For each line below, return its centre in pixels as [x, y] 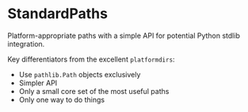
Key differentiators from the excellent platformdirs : [91, 59]
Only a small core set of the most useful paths [94, 91]
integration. [26, 43]
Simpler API [38, 83]
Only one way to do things [61, 99]
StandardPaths [58, 14]
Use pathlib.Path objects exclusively [80, 74]
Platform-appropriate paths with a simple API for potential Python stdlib [124, 35]
